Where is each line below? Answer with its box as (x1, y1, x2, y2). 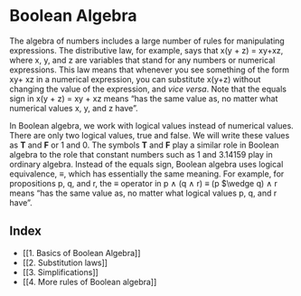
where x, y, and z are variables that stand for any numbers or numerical (9, 54, 276, 65)
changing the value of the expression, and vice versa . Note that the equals (9, 83, 287, 94)
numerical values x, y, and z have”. (9, 102, 138, 113)
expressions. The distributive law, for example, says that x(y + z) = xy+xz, (9, 44, 284, 55)
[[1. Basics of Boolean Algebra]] (22, 247, 141, 258)
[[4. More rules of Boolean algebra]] (22, 276, 157, 287)
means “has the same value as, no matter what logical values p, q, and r (9, 187, 277, 198)
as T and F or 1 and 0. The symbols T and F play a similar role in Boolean (9, 139, 279, 150)
